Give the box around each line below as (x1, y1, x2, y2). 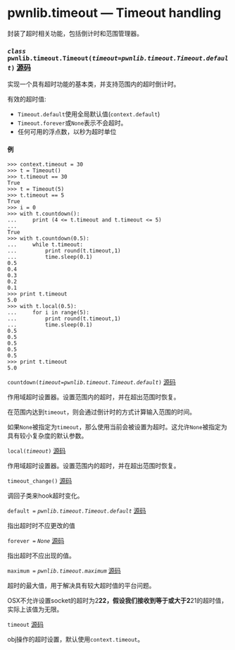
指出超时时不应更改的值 (7, 522, 75, 530)
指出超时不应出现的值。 (7, 551, 75, 560)
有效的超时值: (7, 95, 47, 104)
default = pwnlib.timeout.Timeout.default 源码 (7, 506, 146, 515)
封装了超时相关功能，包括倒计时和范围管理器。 (7, 29, 143, 37)
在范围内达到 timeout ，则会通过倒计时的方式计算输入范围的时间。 (7, 407, 196, 417)
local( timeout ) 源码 (7, 446, 66, 455)
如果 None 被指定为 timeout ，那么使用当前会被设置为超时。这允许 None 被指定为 (7, 423, 227, 431)
